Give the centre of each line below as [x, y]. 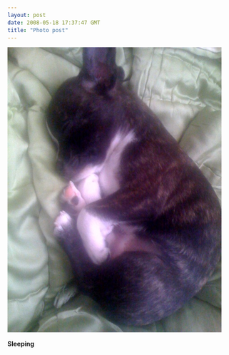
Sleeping [21, 344]
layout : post [27, 15]
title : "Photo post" [38, 30]
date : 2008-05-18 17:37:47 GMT [54, 22]
